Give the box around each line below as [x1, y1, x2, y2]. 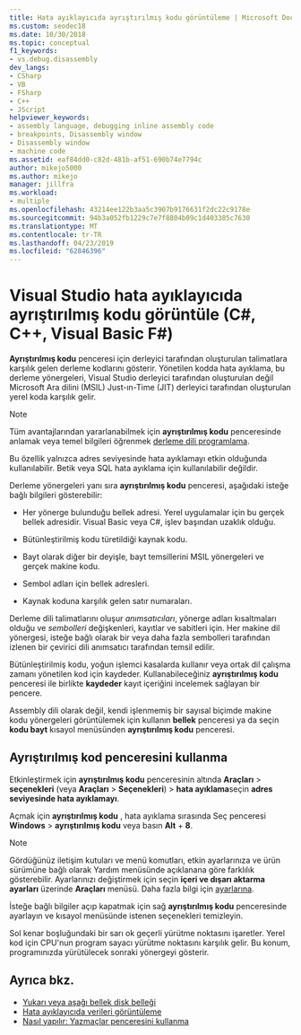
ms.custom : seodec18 [9, 22, 87, 31]
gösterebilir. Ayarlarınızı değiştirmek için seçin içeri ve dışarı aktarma [9, 873, 266, 884]
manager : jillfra [9, 180, 74, 189]
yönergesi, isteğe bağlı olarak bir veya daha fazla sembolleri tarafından [9, 632, 271, 643]
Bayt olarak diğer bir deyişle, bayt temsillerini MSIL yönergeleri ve [21, 551, 264, 562]
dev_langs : [9, 64, 50, 73]
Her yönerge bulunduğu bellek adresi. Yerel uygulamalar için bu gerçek [21, 507, 285, 518]
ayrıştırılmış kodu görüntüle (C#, [9, 304, 256, 325]
